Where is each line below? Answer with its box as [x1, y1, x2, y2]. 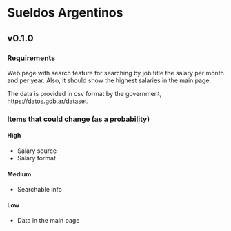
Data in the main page [17, 216, 80, 225]
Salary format [17, 154, 57, 162]
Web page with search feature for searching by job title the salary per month [7, 68, 224, 77]
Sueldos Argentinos [7, 5, 123, 21]
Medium [7, 169, 32, 178]
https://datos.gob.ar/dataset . [7, 97, 89, 105]
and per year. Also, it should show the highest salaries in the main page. [7, 76, 212, 84]
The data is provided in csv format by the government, [7, 89, 162, 98]
